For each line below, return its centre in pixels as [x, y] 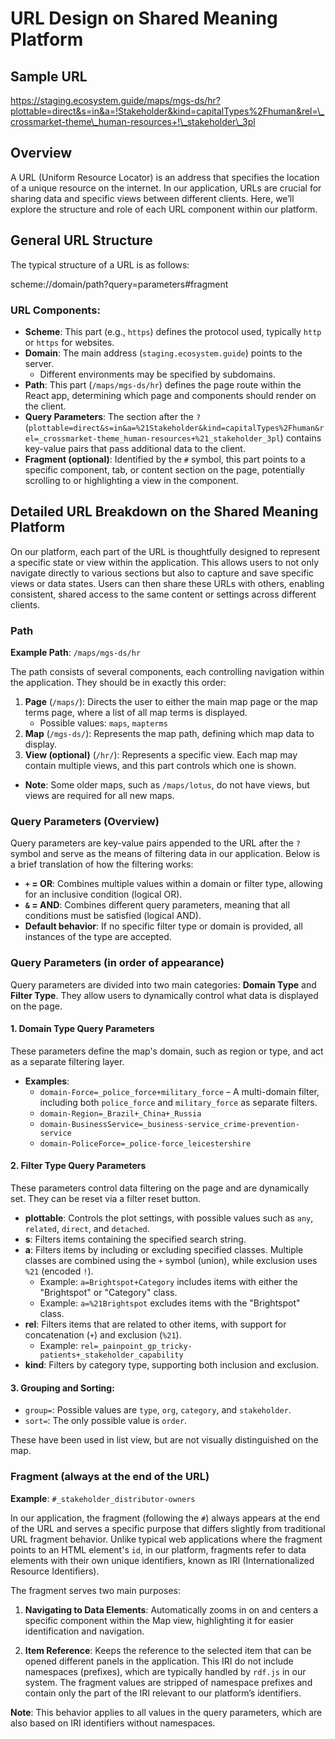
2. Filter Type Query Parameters [78, 1166]
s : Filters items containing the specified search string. [135, 1239]
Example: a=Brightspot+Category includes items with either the [168, 1282]
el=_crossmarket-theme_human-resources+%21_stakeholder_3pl [152, 438]
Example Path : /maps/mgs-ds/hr [76, 653]
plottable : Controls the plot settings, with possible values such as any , [169, 1218]
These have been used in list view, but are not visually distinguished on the [164, 1440]
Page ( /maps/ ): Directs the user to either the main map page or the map [171, 702]
